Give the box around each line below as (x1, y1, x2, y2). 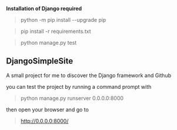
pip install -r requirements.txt (20, 28, 91, 35)
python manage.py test (20, 39, 77, 46)
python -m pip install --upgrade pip (20, 16, 106, 23)
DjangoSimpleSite (6, 56, 74, 66)
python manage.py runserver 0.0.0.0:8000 (20, 94, 124, 102)
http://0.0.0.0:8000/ (20, 117, 69, 124)
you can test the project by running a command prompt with (6, 83, 152, 90)
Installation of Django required (6, 5, 82, 12)
